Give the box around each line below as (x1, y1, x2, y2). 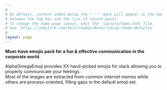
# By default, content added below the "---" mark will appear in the (5, 12, 155, 17)
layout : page (5, 35, 32, 40)
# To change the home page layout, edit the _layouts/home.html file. (5, 21, 155, 26)
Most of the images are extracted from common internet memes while (5, 74, 149, 80)
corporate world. (5, 53, 41, 59)
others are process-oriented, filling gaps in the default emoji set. (5, 79, 137, 85)
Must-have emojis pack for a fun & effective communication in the (5, 48, 145, 54)
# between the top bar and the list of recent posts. (5, 16, 119, 21)
